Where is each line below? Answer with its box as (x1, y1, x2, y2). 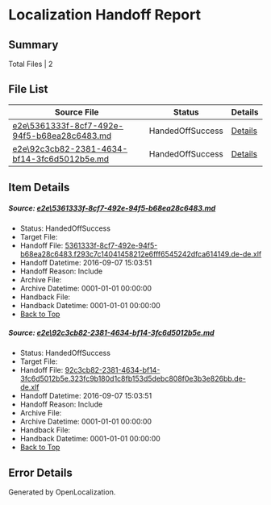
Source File (54, 106, 99, 118)
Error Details (8, 465, 73, 479)
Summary (8, 38, 59, 52)
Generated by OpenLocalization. (8, 486, 116, 497)
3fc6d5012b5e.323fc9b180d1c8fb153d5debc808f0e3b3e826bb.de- (19, 374, 246, 384)
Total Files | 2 (8, 59, 53, 69)
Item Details (8, 181, 70, 194)
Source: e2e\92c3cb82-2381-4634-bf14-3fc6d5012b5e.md (8, 328, 215, 337)
